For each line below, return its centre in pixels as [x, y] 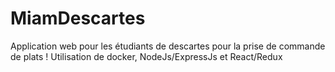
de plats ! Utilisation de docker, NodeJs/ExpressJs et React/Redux [146, 56]
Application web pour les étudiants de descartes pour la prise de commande [168, 46]
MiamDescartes [78, 18]
